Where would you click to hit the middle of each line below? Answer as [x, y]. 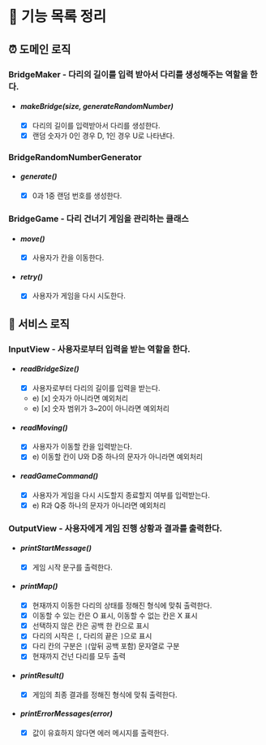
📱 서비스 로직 [39, 324]
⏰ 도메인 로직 [40, 49]
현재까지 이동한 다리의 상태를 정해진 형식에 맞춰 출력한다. [122, 605]
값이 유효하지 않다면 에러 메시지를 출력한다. [101, 733]
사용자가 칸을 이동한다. [68, 258]
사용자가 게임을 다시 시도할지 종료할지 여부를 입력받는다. [121, 495]
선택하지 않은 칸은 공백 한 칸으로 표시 [91, 626]
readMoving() [44, 427]
